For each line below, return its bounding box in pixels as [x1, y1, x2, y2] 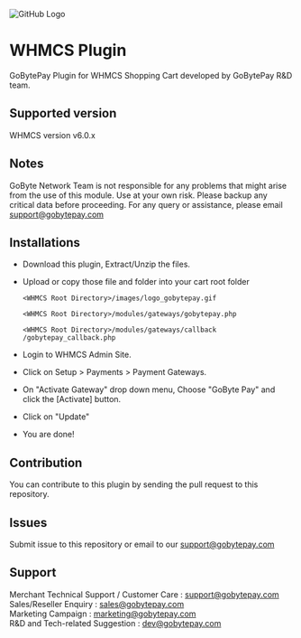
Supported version [9, 106, 117, 121]
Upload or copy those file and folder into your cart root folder [22, 277, 250, 287]
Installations [9, 235, 81, 250]
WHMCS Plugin [9, 41, 127, 61]
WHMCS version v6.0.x [9, 129, 96, 140]
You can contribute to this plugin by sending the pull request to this [9, 479, 259, 490]
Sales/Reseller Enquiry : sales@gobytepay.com [9, 598, 185, 609]
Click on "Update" [22, 411, 90, 422]
